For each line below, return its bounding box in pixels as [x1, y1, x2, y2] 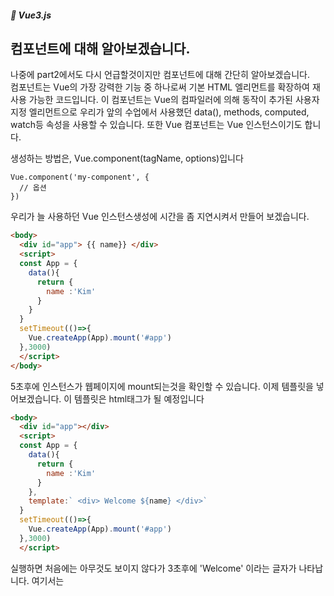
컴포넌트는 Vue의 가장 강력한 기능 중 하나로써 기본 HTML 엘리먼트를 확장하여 [10, 81, 310, 93]
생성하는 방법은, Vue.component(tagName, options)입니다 [10, 152, 244, 165]
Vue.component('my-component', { [10, 172, 150, 183]
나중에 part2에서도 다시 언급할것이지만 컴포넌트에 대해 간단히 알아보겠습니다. [10, 69, 310, 81]
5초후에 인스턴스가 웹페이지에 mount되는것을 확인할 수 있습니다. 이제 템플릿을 [10, 380, 314, 392]
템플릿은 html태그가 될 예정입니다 [74, 392, 205, 405]
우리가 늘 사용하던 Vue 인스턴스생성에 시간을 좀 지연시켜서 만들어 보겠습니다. [10, 211, 310, 223]
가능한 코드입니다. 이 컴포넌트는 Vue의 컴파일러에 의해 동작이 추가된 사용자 [28, 94, 320, 106]
